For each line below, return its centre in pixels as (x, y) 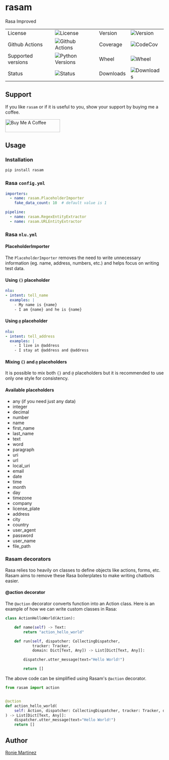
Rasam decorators (28, 559)
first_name (24, 428)
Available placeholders (30, 390)
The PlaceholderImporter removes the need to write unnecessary (73, 258)
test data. (15, 268)
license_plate (26, 509)
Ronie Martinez (21, 752)
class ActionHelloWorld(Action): (40, 618)
